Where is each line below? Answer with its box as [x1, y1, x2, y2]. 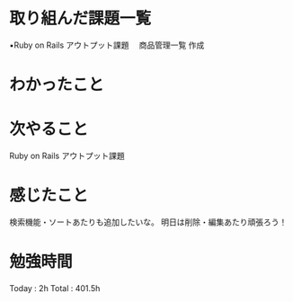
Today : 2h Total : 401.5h [9, 282, 101, 293]
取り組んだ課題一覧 [9, 8, 152, 29]
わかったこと [9, 75, 105, 95]
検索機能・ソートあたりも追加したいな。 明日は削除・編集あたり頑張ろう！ [9, 217, 288, 227]
